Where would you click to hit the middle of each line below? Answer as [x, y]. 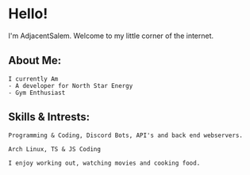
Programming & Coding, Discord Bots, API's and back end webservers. [126, 135]
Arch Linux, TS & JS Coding [55, 149]
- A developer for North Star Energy [71, 86]
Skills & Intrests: [49, 117]
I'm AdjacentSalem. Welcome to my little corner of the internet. [111, 36]
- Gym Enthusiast [37, 93]
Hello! [28, 14]
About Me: [35, 61]
